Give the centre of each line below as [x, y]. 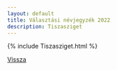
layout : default [31, 14]
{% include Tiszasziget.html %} [53, 46]
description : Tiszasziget [45, 26]
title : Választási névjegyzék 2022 [59, 20]
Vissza [17, 60]
